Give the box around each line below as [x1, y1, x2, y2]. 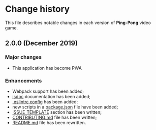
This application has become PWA [12, 65, 82, 71]
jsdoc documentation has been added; [12, 93, 91, 99]
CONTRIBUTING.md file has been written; [12, 114, 97, 120]
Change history [5, 3, 70, 15]
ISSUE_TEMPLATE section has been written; [12, 109, 102, 115]
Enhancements [5, 77, 42, 84]
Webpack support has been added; [12, 88, 84, 94]
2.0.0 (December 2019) [5, 39, 78, 48]
